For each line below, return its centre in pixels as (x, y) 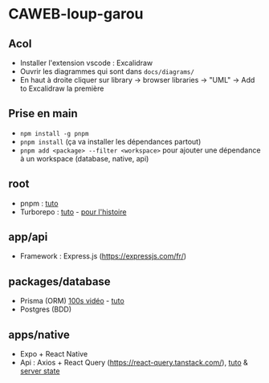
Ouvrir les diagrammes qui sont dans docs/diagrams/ (107, 71)
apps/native (39, 334)
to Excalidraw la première (62, 88)
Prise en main (43, 114)
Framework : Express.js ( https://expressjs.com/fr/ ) (103, 256)
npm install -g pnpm (54, 133)
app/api (28, 237)
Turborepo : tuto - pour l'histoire (73, 212)
